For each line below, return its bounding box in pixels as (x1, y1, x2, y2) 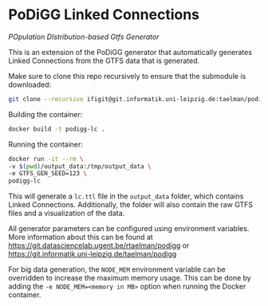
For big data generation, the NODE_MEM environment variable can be (8, 265, 226, 274)
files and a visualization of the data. (8, 209, 125, 218)
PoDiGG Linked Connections (8, 6, 200, 24)
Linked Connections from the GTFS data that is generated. (8, 56, 200, 65)
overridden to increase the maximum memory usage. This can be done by (8, 273, 251, 283)
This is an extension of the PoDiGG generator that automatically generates (8, 47, 253, 57)
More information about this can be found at (8, 233, 153, 242)
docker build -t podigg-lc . (8, 125, 105, 133)
